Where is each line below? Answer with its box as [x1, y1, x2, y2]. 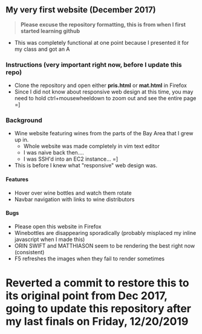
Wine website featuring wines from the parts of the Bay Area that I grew [14, 130, 194, 137]
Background [5, 116, 43, 124]
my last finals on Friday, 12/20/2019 [5, 315, 189, 328]
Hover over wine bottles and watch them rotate [14, 189, 132, 196]
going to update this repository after [5, 302, 192, 315]
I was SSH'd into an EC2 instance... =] [23, 155, 119, 162]
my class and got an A [14, 45, 70, 53]
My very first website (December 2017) [5, 5, 157, 15]
